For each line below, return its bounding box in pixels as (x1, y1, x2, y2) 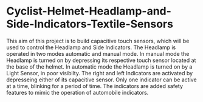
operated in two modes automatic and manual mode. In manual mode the (6, 50, 190, 57)
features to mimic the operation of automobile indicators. (6, 89, 149, 96)
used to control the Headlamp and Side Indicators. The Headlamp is (6, 44, 176, 51)
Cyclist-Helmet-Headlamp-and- (6, 4, 172, 18)
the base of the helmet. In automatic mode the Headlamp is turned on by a (6, 63, 193, 70)
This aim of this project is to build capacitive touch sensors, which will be (6, 37, 190, 44)
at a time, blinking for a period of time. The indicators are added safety (6, 82, 184, 89)
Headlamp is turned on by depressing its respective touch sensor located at (6, 56, 196, 64)
